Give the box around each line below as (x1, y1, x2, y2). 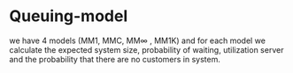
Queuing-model (9, 6, 128, 26)
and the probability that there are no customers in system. (9, 54, 221, 64)
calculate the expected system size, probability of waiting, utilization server (9, 44, 284, 55)
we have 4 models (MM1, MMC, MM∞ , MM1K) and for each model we (9, 35, 266, 46)
